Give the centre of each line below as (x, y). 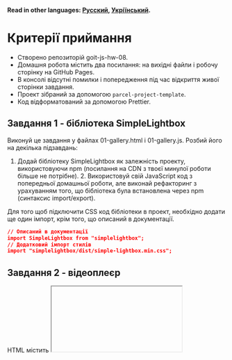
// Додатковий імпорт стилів (49, 245)
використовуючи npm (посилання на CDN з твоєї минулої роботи (114, 168)
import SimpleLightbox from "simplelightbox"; (76, 238)
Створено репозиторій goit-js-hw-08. (73, 57)
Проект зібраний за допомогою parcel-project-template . (101, 94)
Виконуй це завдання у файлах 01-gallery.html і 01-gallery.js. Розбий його (115, 140)
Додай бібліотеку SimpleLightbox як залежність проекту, (101, 161)
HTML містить (28, 350)
